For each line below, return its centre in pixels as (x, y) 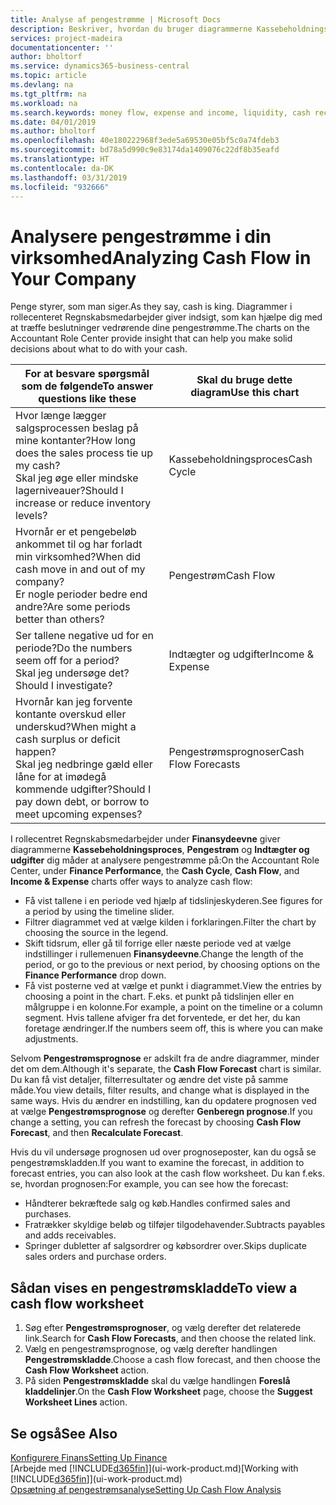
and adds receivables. (70, 1235)
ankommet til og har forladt (79, 544)
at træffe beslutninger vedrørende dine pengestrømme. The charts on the (160, 328)
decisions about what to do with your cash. (99, 349)
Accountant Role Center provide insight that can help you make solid (151, 338)
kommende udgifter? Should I (83, 789)
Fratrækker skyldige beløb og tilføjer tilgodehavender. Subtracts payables (175, 1225)
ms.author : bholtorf (53, 131)
